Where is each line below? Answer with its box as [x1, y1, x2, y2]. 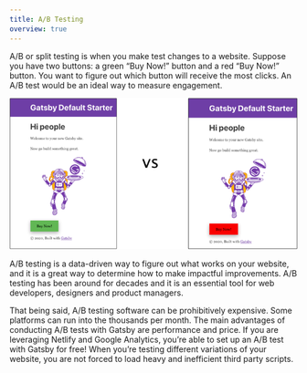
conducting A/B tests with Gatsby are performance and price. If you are [9, 324, 279, 335]
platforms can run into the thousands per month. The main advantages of [9, 315, 286, 326]
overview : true [9, 24, 68, 34]
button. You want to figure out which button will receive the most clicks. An [9, 69, 292, 81]
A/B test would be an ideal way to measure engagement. [9, 79, 223, 90]
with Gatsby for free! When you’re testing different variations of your [9, 343, 267, 355]
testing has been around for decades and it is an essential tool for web [9, 277, 275, 288]
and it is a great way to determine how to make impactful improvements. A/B [9, 267, 298, 278]
